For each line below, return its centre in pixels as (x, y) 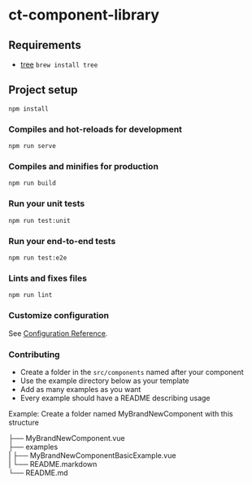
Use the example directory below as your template (104, 381)
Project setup (43, 90)
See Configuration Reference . (58, 333)
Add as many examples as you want (80, 389)
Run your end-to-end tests (62, 241)
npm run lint (30, 295)
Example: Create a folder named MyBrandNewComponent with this (121, 413)
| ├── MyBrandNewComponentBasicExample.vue (92, 455)
